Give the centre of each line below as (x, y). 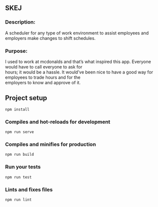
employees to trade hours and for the (43, 77)
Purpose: (16, 51)
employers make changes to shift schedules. (50, 38)
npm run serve (20, 132)
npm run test (18, 177)
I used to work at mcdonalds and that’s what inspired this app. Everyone (78, 62)
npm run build (20, 155)
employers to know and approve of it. (43, 82)
